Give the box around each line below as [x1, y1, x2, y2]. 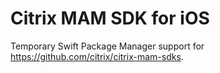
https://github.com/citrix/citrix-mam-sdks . [10, 50, 184, 62]
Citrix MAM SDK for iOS [10, 7, 210, 30]
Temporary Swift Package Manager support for [10, 40, 205, 52]
